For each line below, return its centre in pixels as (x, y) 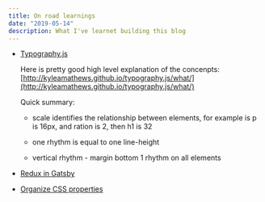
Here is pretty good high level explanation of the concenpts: (120, 69)
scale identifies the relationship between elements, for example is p (144, 118)
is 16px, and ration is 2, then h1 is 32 (92, 127)
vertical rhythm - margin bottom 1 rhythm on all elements (126, 158)
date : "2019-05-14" (41, 23)
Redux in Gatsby (47, 174)
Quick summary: (47, 103)
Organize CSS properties (61, 189)
